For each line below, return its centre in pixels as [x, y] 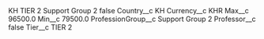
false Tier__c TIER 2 [40, 27]
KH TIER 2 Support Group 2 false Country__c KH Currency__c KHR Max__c [128, 11]
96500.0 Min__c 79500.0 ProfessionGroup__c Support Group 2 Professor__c [132, 19]
